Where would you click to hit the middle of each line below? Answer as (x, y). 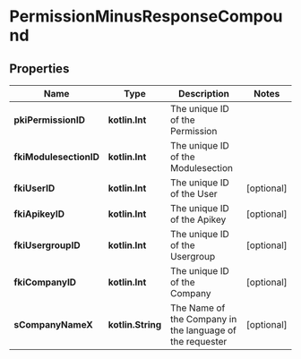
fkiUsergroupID (47, 245)
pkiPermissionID (50, 120)
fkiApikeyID (39, 214)
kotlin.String (135, 325)
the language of (203, 330)
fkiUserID (34, 188)
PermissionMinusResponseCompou (146, 17)
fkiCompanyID (45, 282)
